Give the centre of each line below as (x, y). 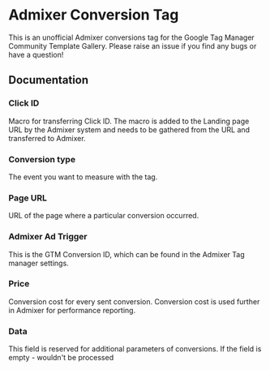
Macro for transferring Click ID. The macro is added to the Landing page (129, 121)
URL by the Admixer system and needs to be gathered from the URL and (129, 129)
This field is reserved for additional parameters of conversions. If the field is (135, 349)
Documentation (49, 80)
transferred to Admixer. (47, 138)
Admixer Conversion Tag (94, 15)
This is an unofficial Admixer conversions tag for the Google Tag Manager (132, 37)
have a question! (36, 54)
